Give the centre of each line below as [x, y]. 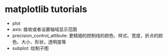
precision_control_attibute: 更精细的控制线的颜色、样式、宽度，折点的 [85, 35]
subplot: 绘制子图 [30, 48]
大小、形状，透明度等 [44, 42]
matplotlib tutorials [46, 9]
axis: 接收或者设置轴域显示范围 [45, 29]
